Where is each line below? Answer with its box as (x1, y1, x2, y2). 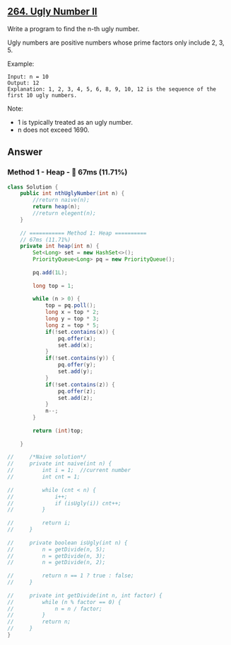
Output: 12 (7, 79, 40, 86)
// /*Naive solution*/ (7, 454, 87, 461)
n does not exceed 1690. (17, 125, 90, 134)
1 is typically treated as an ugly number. (17, 118, 133, 126)
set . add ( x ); (57, 342, 93, 349)
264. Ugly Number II (7, 6, 97, 18)
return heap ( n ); (32, 203, 81, 211)
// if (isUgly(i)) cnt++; (7, 500, 122, 507)
